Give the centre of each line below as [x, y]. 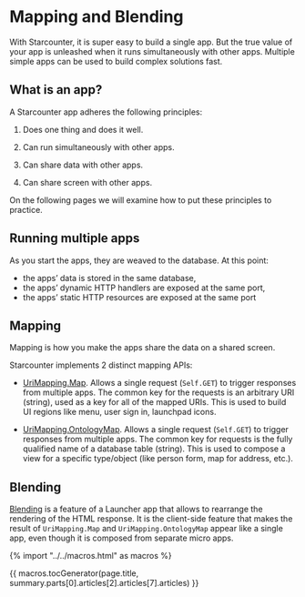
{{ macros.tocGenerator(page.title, [74, 573]
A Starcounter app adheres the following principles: [106, 112]
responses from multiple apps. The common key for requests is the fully [158, 440]
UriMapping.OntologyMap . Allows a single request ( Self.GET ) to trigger [156, 430]
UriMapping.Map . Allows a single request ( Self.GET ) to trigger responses [159, 383]
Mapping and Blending [97, 17]
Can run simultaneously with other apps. [98, 147]
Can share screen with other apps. [87, 182]
